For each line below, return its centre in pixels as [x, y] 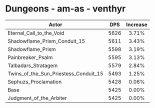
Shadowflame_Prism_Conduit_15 [46, 41]
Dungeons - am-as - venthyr [65, 9]
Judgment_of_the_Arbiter [37, 98]
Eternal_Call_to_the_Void [36, 33]
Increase [137, 24]
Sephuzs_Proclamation [35, 81]
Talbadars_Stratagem [33, 65]
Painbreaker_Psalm [30, 57]
